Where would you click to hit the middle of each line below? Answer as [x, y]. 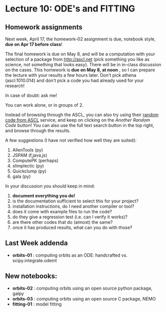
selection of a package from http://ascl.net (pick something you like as [78, 59]
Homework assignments [44, 27]
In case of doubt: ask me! [31, 95]
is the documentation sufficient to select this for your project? [75, 201]
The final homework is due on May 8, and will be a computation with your [80, 54]
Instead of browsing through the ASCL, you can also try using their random [82, 115]
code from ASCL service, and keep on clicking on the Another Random [78, 120]
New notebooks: [31, 276]
